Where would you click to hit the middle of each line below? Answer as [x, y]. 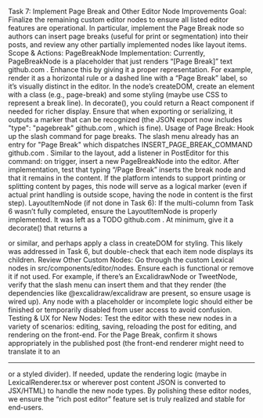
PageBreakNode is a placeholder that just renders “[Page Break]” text [121, 61]
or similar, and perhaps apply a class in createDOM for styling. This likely [126, 243]
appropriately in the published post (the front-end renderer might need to [126, 343]
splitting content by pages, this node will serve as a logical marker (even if [128, 186]
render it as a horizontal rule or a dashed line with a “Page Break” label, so [128, 78]
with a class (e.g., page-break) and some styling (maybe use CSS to [118, 95]
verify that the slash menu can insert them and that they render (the [117, 285]
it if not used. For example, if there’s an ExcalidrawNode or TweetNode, [123, 276]
